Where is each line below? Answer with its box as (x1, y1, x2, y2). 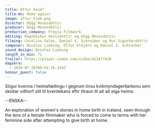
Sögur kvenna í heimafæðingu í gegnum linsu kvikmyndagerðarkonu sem (5, 83, 151, 89)
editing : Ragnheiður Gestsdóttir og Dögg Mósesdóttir (5, 34, 116, 39)
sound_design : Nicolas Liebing (5, 47, 68, 52)
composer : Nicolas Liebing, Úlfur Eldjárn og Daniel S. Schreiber (5, 43, 142, 48)
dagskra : (5, 61, 23, 66)
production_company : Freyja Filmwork (5, 29, 81, 34)
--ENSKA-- (5, 98, 28, 103)
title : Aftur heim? (5, 7, 45, 12)
